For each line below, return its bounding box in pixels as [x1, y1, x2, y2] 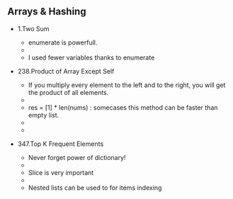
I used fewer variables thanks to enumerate [28, 53, 155, 62]
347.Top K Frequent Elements [17, 140, 104, 148]
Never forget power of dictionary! [28, 153, 126, 161]
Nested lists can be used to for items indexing [28, 183, 162, 192]
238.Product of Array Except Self [17, 67, 115, 75]
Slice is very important [28, 168, 94, 176]
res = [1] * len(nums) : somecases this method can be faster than [28, 103, 218, 112]
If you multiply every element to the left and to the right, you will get [28, 81, 226, 89]
